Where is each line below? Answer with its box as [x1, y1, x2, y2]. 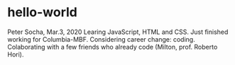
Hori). [7, 50, 24, 59]
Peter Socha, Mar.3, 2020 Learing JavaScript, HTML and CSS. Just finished [7, 28, 229, 36]
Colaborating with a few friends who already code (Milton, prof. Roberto [7, 42, 218, 51]
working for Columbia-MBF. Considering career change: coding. [7, 35, 195, 43]
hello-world [7, 4, 78, 20]
